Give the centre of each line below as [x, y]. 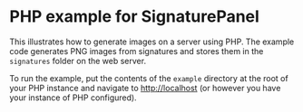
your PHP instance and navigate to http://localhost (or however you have [145, 88]
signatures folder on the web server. [78, 61]
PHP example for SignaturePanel [135, 17]
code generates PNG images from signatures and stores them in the [137, 51]
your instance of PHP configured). [73, 98]
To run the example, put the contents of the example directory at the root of [149, 78]
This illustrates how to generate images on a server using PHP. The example [152, 42]
